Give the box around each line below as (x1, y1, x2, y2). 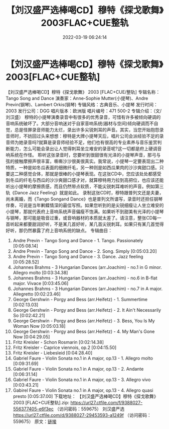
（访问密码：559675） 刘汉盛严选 (55, 406, 125, 412)
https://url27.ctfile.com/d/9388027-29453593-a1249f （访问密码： (13, 412, 152, 418)
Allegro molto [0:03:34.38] (13, 269, 68, 275)
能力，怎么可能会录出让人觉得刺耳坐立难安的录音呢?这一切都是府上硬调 (10, 146, 157, 152)
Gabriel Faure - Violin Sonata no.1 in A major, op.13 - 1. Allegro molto (13, 355, 153, 361)
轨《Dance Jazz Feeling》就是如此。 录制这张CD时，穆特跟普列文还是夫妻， (6, 189, 164, 195)
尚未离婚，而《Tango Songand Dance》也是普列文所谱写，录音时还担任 (6, 196, 154, 202)
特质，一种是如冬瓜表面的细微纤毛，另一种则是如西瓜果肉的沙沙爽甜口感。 (6, 164, 159, 170)
